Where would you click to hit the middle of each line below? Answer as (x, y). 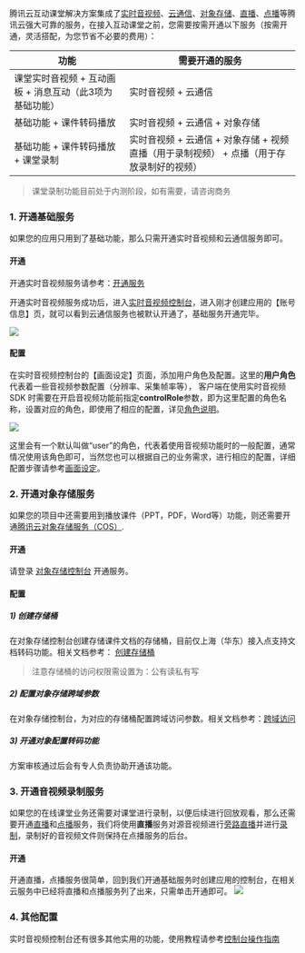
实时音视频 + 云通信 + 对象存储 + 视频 (209, 139)
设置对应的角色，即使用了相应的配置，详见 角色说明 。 (124, 409)
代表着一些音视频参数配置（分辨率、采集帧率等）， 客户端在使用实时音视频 (148, 386)
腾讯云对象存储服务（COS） (70, 526)
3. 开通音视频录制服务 (57, 791)
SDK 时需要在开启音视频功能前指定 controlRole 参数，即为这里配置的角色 (144, 397)
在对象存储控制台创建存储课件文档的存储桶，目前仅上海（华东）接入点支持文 (152, 640)
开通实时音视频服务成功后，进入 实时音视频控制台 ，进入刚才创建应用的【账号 (152, 302)
